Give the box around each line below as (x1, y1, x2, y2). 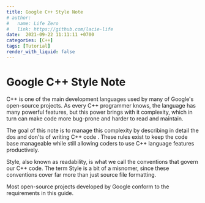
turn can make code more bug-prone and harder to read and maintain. (6, 114, 184, 122)
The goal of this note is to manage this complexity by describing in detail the (6, 127, 199, 134)
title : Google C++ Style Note (6, 9, 84, 15)
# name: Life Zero (6, 20, 59, 26)
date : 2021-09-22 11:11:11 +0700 (6, 32, 95, 38)
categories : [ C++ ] (6, 37, 53, 43)
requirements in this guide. (6, 189, 74, 196)
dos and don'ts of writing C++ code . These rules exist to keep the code (6, 133, 188, 141)
